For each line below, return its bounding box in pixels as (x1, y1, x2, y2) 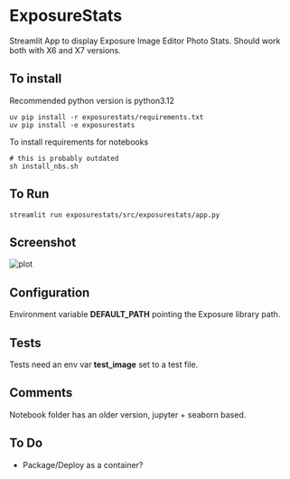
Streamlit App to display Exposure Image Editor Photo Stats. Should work (9, 35, 281, 46)
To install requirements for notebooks (9, 136, 149, 147)
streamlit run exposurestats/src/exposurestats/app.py (9, 210, 220, 220)
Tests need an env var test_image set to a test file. (9, 359, 199, 370)
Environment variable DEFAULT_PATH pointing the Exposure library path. (9, 309, 281, 320)
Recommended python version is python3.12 (9, 95, 174, 106)
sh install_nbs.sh (9, 162, 79, 171)
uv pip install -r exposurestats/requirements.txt (9, 112, 204, 122)
